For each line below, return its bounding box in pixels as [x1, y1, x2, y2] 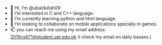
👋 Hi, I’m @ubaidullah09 [10, 5, 61, 11]
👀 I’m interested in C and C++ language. [10, 10, 94, 16]
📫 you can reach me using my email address [10, 27, 105, 32]
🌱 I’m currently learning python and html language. [10, 16, 117, 21]
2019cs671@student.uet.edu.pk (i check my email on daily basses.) [10, 34, 152, 40]
